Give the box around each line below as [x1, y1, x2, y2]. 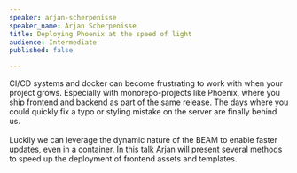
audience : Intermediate [9, 37, 98, 47]
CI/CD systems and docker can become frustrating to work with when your [9, 78, 284, 89]
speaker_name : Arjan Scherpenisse [9, 21, 137, 30]
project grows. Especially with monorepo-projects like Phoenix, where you [9, 88, 281, 98]
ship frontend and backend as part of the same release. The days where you [9, 97, 289, 107]
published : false [9, 46, 74, 55]
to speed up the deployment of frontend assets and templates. [9, 153, 238, 164]
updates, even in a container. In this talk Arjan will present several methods [9, 144, 283, 155]
